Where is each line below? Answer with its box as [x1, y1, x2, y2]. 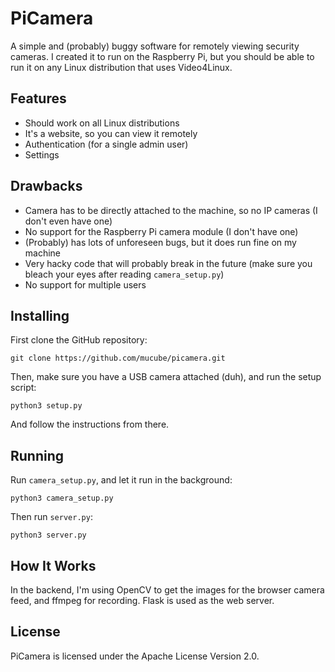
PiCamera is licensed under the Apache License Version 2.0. [10, 650, 260, 662]
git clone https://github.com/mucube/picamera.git [10, 353, 226, 364]
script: [10, 382, 37, 394]
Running [10, 447, 65, 464]
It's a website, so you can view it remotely [24, 127, 198, 139]
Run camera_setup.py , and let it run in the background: [10, 474, 233, 486]
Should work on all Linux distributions [24, 117, 180, 129]
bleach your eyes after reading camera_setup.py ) [24, 268, 225, 280]
